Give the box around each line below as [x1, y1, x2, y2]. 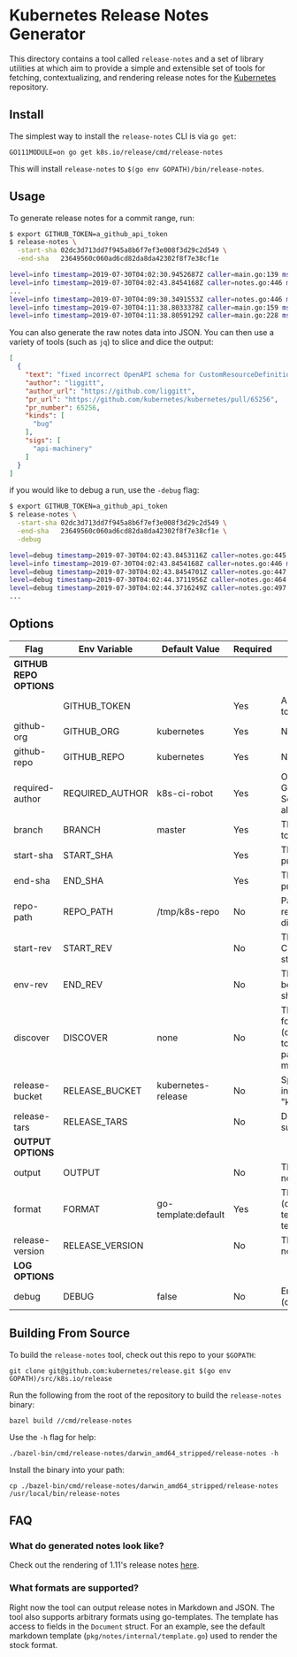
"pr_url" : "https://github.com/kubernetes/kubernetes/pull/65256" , [25, 395, 278, 403]
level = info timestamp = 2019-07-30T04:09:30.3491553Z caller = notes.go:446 [9, 295, 283, 303]
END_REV [63, 978, 103, 991]
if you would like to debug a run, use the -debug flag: [9, 485, 200, 495]
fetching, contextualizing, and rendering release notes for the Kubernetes [9, 72, 277, 82]
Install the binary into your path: [9, 1464, 126, 1475]
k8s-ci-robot [156, 786, 214, 799]
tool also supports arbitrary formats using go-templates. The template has [9, 1611, 278, 1622]
